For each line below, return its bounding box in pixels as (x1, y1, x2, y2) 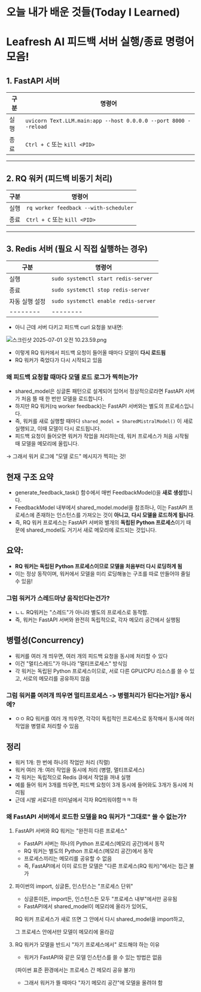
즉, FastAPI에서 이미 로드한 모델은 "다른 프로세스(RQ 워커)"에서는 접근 (23, 863, 188, 870)
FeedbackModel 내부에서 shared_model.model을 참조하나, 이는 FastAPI (14, 503, 187, 511)
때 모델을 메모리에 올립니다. (14, 440, 80, 447)
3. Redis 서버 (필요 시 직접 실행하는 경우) (6, 244, 148, 254)
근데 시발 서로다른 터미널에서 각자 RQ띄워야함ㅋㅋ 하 (14, 796, 138, 803)
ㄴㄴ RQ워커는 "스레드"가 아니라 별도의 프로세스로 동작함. (14, 609, 149, 616)
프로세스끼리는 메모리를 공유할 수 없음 (23, 855, 112, 862)
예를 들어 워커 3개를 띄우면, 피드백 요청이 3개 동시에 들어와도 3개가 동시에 (14, 781, 187, 788)
